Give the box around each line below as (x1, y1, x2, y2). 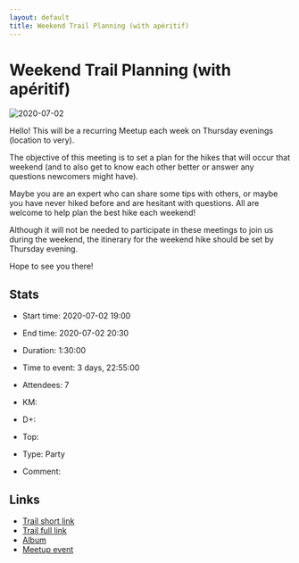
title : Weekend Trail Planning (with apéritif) (9, 21, 190, 30)
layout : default (9, 12, 70, 22)
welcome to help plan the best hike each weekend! (9, 207, 196, 219)
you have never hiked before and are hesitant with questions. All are (9, 198, 260, 209)
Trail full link (21, 526, 67, 536)
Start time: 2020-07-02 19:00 (21, 310, 131, 321)
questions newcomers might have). (9, 171, 138, 182)
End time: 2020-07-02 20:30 (21, 327, 129, 339)
